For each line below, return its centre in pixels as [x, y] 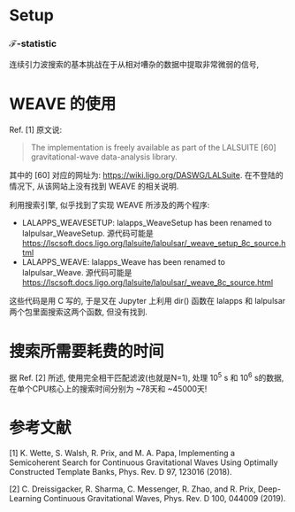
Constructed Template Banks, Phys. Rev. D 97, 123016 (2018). [121, 471]
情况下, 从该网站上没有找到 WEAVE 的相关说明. [94, 186]
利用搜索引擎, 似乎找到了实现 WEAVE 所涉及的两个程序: [110, 206]
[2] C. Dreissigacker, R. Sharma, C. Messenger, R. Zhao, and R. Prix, [132, 489]
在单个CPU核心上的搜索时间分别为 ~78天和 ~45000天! [108, 389]
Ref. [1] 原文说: [36, 130]
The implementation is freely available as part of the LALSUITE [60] [153, 148]
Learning [26, 498]
